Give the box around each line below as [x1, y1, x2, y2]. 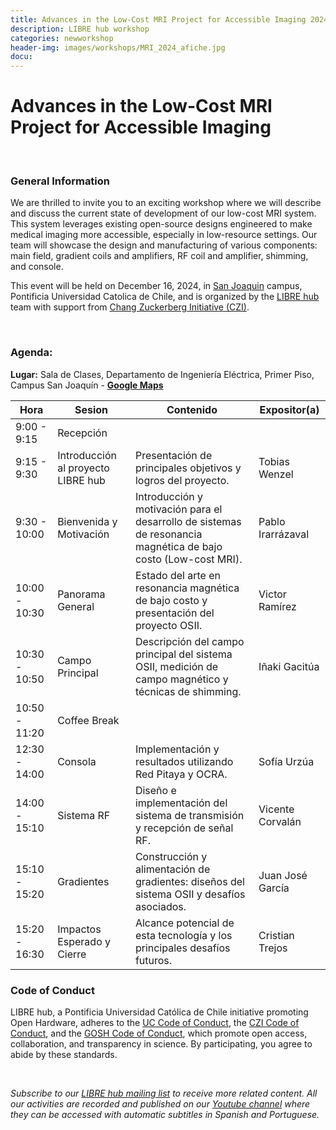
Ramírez [258, 599, 297, 613]
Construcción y [134, 849, 208, 863]
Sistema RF [57, 808, 111, 822]
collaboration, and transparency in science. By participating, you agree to [10, 1037, 313, 1050]
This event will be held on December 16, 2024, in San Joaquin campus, [10, 280, 303, 292]
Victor [258, 587, 287, 601]
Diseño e [134, 783, 177, 797]
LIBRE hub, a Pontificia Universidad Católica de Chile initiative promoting [10, 1006, 309, 1018]
